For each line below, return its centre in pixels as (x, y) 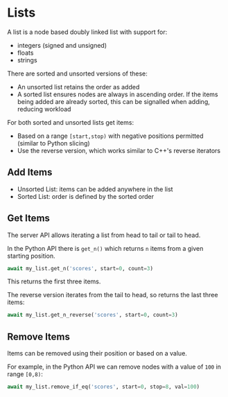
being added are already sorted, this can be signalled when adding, (113, 101)
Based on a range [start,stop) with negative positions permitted (110, 136)
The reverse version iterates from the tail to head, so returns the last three (113, 295)
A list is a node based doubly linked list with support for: (87, 32)
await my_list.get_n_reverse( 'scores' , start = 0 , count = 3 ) (93, 315)
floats (25, 53)
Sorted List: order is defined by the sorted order (86, 196)
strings (27, 60)
